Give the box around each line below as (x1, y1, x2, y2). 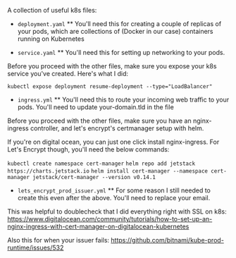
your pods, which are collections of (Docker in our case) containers (17, 27, 213, 35)
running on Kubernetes (17, 35, 85, 43)
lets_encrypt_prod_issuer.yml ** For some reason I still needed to (17, 186, 211, 195)
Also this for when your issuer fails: (7, 236, 110, 244)
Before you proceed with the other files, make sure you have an (7, 116, 192, 125)
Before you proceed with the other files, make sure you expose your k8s (7, 62, 217, 70)
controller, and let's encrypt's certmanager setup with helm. (30, 124, 204, 133)
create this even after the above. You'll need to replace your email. (17, 194, 211, 202)
